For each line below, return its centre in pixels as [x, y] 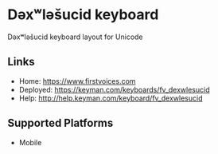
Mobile [30, 142]
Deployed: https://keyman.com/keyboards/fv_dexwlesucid [114, 89]
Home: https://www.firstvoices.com [77, 81]
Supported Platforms [60, 123]
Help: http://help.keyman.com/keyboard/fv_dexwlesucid [111, 98]
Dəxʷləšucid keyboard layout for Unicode [76, 37]
